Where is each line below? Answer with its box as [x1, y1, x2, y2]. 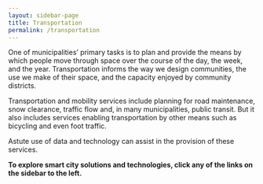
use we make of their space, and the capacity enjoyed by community [8, 72, 232, 83]
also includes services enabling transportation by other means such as [8, 113, 237, 123]
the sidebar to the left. [8, 168, 82, 178]
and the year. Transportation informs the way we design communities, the [8, 64, 247, 74]
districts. [8, 81, 37, 90]
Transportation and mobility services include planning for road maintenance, [8, 96, 255, 106]
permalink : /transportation [8, 26, 100, 34]
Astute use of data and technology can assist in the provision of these [8, 137, 235, 146]
